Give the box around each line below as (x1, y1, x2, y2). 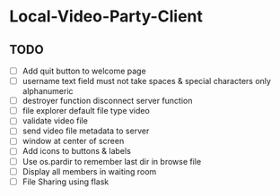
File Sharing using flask (22, 176, 109, 187)
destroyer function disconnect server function (22, 96, 193, 107)
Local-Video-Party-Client (9, 6, 204, 27)
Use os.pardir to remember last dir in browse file (22, 156, 202, 166)
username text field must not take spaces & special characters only (22, 76, 272, 87)
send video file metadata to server (22, 125, 150, 136)
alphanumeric (22, 86, 74, 97)
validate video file (22, 115, 88, 126)
